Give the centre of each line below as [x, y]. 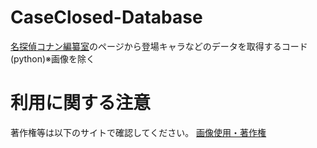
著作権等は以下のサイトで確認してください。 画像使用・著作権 [138, 132]
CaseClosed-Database [106, 17]
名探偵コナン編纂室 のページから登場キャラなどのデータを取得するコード [159, 46]
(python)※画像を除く [53, 58]
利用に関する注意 [81, 103]
